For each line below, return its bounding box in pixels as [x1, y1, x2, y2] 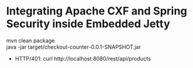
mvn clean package [6, 37, 55, 44]
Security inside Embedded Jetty [6, 17, 170, 31]
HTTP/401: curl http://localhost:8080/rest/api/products [14, 55, 152, 62]
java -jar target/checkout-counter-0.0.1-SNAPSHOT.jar [6, 43, 141, 51]
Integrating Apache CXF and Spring [6, 4, 188, 18]
